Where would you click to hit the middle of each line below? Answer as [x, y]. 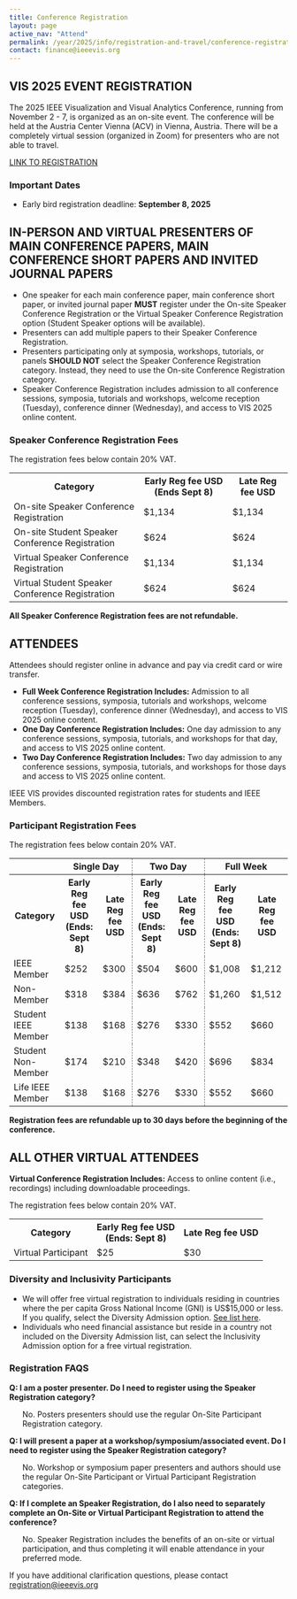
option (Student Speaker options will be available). [114, 323]
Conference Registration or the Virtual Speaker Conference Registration [152, 314]
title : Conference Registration [69, 17]
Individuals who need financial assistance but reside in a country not [147, 1326]
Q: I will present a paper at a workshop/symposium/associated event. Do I [148, 1441]
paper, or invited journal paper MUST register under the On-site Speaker [154, 304]
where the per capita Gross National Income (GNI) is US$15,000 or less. [152, 1308]
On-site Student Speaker [66, 532]
